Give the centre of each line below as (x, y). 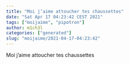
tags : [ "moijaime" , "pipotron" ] (45, 22)
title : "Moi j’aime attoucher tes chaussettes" (65, 11)
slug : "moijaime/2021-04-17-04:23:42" (53, 38)
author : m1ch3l (25, 28)
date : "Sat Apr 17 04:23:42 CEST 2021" (55, 17)
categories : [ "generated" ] (39, 33)
